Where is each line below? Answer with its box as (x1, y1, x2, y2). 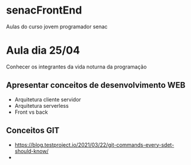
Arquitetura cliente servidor (14, 95, 81, 103)
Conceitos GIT (6, 126, 60, 136)
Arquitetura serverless (14, 102, 69, 109)
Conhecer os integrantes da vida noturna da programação (6, 63, 147, 70)
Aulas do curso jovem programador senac (6, 23, 108, 30)
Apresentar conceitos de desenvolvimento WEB (6, 80, 186, 90)
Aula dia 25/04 (6, 44, 81, 57)
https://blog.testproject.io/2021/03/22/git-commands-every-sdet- (14, 141, 175, 148)
